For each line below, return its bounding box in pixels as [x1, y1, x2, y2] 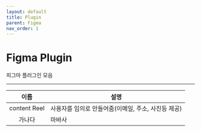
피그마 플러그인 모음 [6, 72, 53, 79]
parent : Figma [6, 20, 42, 26]
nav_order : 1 [6, 25, 39, 32]
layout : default [6, 8, 47, 15]
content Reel [9, 104, 45, 112]
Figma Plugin [6, 51, 73, 65]
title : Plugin [6, 14, 42, 20]
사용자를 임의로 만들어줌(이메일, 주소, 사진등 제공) [50, 105, 182, 113]
